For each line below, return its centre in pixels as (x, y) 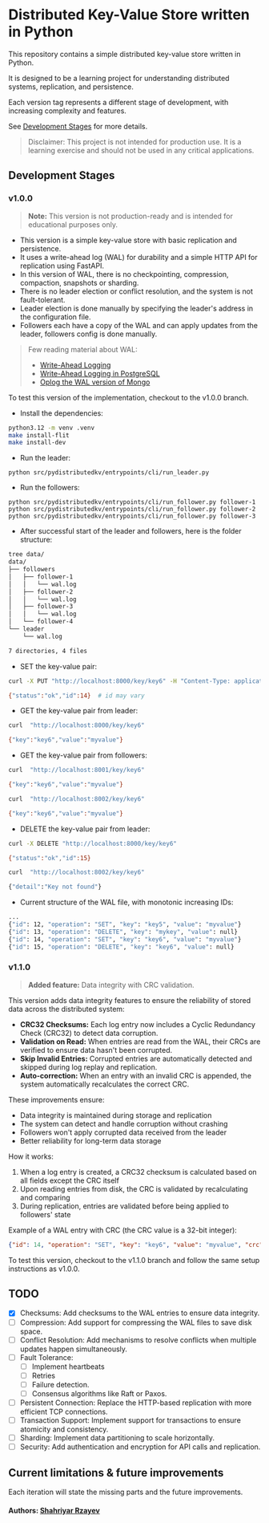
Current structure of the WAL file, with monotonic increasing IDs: (126, 902)
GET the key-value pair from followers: (84, 755)
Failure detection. (60, 1384)
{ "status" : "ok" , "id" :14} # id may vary (77, 696)
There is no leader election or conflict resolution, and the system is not (137, 291)
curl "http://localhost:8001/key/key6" (77, 770)
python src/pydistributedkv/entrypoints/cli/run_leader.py (109, 473)
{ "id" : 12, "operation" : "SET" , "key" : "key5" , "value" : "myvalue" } (125, 924)
